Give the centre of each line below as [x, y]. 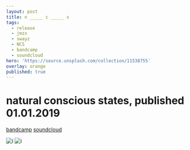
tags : [13, 22]
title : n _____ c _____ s [38, 17]
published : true [26, 72]
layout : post [22, 11]
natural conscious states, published [95, 101]
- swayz [21, 39]
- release [23, 28]
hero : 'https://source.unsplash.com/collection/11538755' [78, 61]
